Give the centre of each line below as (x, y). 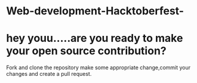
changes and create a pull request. (49, 74)
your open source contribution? (86, 51)
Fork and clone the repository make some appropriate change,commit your (98, 67)
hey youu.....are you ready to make (95, 39)
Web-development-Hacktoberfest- (95, 11)
